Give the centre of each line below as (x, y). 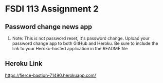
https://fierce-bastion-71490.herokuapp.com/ (51, 75)
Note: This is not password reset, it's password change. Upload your (81, 38)
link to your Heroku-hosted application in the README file (70, 48)
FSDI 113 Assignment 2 (52, 9)
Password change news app (49, 27)
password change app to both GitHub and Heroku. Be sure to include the (85, 43)
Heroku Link (24, 64)
